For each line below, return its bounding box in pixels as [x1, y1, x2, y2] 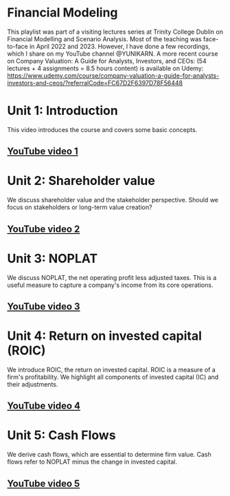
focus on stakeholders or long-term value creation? [7, 203, 152, 211]
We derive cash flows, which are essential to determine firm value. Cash [7, 451, 211, 459]
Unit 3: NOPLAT [7, 250, 98, 266]
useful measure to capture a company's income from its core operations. [7, 281, 214, 289]
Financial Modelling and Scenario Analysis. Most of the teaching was [7, 34, 202, 43]
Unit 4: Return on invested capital [7, 328, 203, 344]
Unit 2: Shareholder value [7, 173, 156, 188]
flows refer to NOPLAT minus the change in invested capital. [7, 457, 177, 466]
